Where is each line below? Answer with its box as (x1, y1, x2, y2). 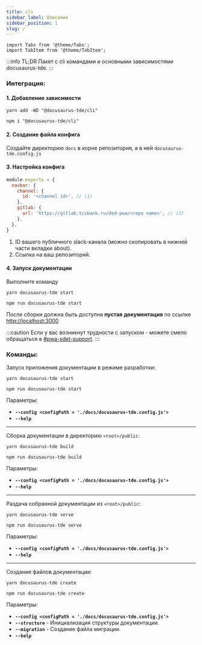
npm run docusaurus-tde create (6, 591, 85, 597)
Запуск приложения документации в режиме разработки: (6, 364, 156, 371)
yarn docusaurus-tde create (6, 580, 77, 586)
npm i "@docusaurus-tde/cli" (6, 118, 79, 124)
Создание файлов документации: (6, 569, 92, 576)
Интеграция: (6, 79, 46, 88)
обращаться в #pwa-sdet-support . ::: (6, 335, 100, 342)
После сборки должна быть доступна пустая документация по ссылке (6, 311, 191, 318)
